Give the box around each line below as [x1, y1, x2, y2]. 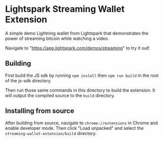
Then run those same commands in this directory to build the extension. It [5, 87, 156, 93]
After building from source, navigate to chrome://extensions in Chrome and [5, 120, 158, 126]
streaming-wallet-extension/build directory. [5, 130, 97, 136]
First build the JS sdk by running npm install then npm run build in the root [5, 72, 159, 78]
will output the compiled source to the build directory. [5, 92, 115, 98]
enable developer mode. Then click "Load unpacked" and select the [5, 125, 144, 131]
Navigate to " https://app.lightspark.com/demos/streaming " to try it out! [5, 45, 150, 51]
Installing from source [5, 107, 75, 115]
